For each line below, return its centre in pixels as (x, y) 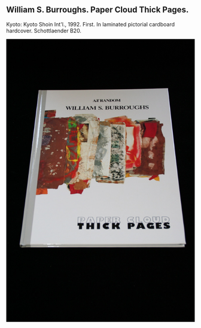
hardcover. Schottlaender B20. (44, 31)
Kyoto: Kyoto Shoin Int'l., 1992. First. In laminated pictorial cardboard (91, 24)
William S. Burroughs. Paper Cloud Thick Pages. (98, 10)
